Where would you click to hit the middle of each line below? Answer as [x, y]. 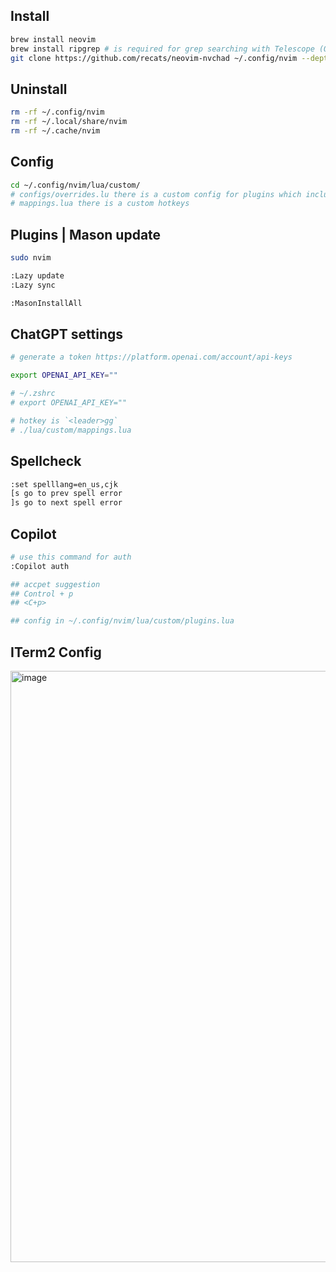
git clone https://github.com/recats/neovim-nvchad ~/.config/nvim [154, 58]
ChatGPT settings [67, 334]
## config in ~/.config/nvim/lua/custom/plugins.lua [122, 621]
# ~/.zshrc [33, 394]
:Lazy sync [33, 285]
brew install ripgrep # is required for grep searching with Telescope [162, 49]
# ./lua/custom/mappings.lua [71, 430]
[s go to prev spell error [66, 494]
